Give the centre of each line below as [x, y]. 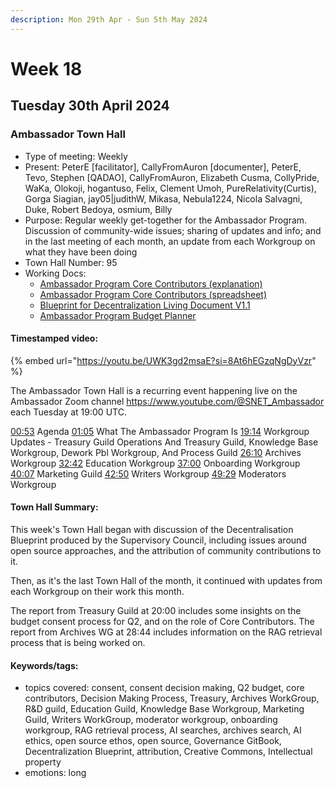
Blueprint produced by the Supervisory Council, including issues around [158, 540]
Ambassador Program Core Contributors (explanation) [151, 283]
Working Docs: [55, 273]
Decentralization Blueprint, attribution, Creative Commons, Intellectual [168, 752]
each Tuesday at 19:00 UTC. [68, 412]
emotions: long [55, 773]
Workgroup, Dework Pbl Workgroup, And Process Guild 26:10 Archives [156, 452]
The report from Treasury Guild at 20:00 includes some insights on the [156, 610]
